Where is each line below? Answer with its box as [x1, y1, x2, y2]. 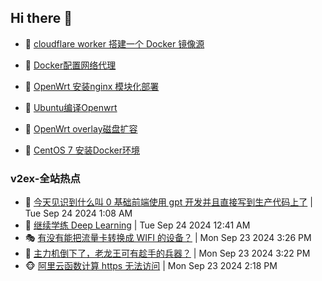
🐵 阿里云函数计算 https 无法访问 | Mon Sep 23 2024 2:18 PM [24, 260, 278, 272]
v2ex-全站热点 [10, 171, 81, 185]
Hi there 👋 [10, 10, 73, 27]
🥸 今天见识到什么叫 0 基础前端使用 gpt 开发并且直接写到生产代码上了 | [24, 196, 313, 208]
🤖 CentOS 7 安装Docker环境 [24, 144, 140, 156]
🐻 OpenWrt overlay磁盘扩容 [24, 122, 138, 135]
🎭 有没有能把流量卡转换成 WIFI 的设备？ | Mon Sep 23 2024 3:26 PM [24, 232, 312, 244]
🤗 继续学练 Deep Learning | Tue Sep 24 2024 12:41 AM [24, 219, 251, 231]
